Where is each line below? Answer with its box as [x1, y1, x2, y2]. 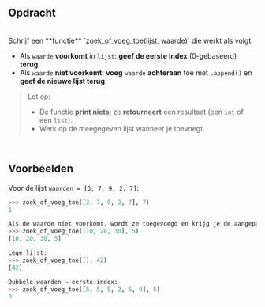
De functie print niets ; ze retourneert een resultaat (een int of [39, 107, 244, 116]
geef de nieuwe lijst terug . [19, 76, 107, 85]
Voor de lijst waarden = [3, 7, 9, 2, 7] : [8, 183, 140, 192]
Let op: [27, 91, 51, 101]
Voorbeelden [8, 162, 73, 176]
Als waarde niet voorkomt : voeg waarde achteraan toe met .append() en [19, 67, 252, 78]
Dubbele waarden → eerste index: [8, 278, 118, 286]
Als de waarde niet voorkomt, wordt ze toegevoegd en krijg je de [8, 220, 231, 228]
